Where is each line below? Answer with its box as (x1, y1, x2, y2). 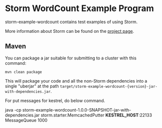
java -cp (5, 107, 22, 113)
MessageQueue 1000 (5, 117, 47, 123)
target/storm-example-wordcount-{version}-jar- (59, 84, 158, 89)
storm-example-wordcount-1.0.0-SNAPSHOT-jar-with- (22, 107, 132, 113)
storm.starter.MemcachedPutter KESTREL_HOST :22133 (41, 112, 152, 118)
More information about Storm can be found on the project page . (5, 28, 134, 34)
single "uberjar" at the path (5, 83, 59, 89)
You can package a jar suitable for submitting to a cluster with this (5, 55, 137, 61)
